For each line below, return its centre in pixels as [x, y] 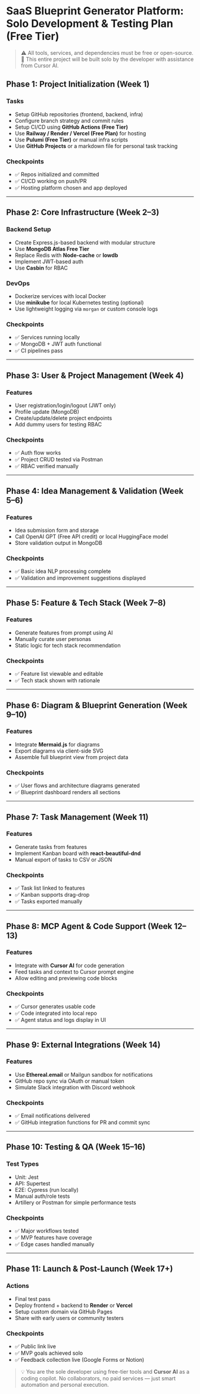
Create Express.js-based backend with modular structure [85, 242]
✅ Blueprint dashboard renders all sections [68, 792]
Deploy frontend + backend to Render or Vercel [74, 1305]
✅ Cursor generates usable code [55, 1006]
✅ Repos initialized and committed [57, 174]
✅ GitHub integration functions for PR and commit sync [82, 1123]
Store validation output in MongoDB [58, 543]
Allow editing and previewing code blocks [66, 978]
